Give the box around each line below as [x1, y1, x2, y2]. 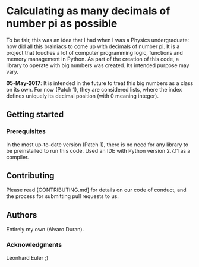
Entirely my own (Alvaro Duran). [6, 226, 84, 233]
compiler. [6, 153, 29, 161]
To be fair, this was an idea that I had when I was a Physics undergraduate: [6, 36, 189, 43]
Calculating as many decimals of [6, 4, 170, 18]
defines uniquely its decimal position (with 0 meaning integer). [6, 92, 159, 99]
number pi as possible [6, 17, 118, 30]
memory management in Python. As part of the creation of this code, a [6, 55, 179, 62]
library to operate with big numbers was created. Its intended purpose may [6, 61, 189, 69]
